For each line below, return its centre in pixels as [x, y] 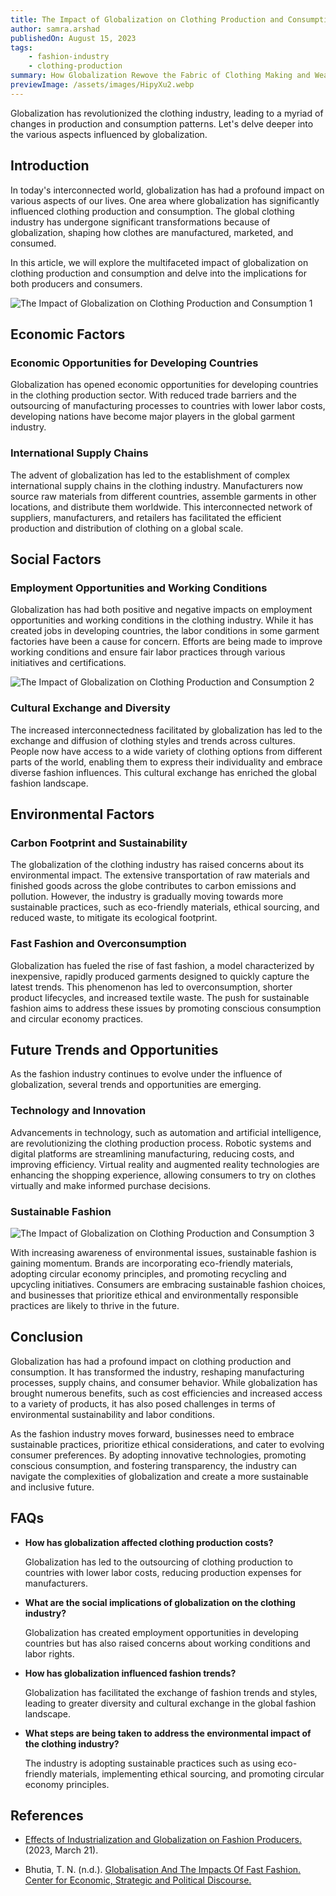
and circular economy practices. [77, 1018]
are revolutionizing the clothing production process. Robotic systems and [161, 1143]
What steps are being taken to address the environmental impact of [168, 1733]
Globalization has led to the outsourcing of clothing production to [158, 1562]
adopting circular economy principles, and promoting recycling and [148, 1273]
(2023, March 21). [61, 1850]
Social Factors [56, 559]
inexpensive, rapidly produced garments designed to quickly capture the [160, 976]
